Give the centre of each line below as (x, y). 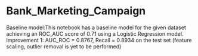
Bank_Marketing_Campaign (76, 11)
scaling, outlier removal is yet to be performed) (64, 46)
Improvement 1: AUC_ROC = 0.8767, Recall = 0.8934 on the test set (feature (99, 40)
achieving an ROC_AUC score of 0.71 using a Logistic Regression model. (95, 33)
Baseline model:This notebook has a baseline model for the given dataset (96, 27)
